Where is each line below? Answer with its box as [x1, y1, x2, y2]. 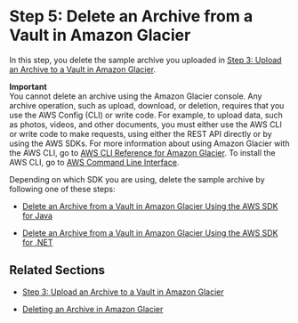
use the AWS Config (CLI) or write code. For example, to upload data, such [9, 109, 283, 120]
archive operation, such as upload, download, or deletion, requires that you [9, 100, 285, 110]
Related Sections [9, 262, 105, 278]
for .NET [21, 237, 53, 247]
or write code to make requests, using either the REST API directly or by [9, 128, 273, 139]
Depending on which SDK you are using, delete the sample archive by [9, 174, 265, 184]
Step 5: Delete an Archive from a [9, 6, 254, 27]
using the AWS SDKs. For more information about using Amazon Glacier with [9, 138, 290, 149]
